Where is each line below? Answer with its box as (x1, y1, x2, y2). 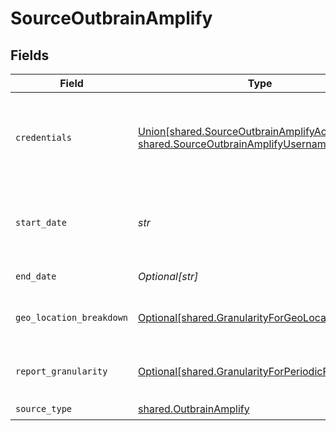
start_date (15, 217, 67, 228)
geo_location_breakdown (15, 312, 129, 323)
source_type (15, 403, 73, 414)
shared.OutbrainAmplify (138, 402, 250, 416)
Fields (10, 47, 50, 64)
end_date (15, 271, 57, 282)
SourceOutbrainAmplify (10, 7, 213, 30)
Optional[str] (138, 270, 199, 283)
